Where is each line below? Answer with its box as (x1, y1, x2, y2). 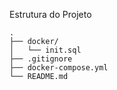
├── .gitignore (9, 54, 73, 64)
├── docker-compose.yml (9, 63, 109, 73)
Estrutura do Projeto (9, 9, 92, 20)
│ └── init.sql (9, 45, 82, 55)
